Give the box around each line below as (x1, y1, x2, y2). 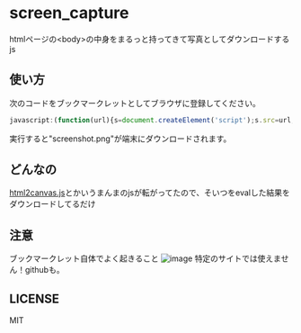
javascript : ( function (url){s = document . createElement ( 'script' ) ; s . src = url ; (9, 115, 296, 124)
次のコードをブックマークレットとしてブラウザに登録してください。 (9, 97, 261, 108)
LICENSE (9, 291, 60, 306)
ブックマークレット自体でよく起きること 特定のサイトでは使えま (9, 253, 281, 264)
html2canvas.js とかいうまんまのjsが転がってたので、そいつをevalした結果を (9, 187, 290, 198)
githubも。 (24, 265, 65, 275)
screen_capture (9, 3, 129, 23)
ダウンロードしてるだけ (9, 199, 96, 210)
